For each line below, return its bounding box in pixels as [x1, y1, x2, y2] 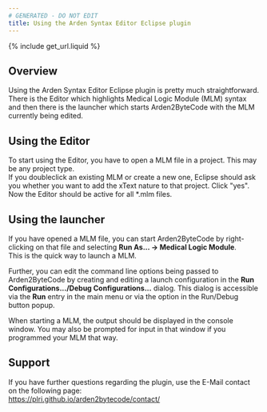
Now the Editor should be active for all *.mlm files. [8, 190, 173, 199]
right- [225, 234, 245, 243]
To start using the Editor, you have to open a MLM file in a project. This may [8, 155, 257, 165]
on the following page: [8, 386, 82, 395]
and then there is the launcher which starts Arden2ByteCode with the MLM [8, 102, 255, 112]
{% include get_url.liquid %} [8, 41, 101, 50]
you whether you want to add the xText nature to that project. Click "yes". [8, 181, 250, 190]
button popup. [8, 300, 55, 310]
